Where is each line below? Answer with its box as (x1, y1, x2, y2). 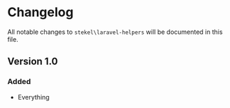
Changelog (7, 4, 74, 20)
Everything (17, 92, 50, 101)
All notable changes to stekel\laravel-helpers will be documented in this (7, 28, 223, 36)
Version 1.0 (7, 56, 58, 68)
